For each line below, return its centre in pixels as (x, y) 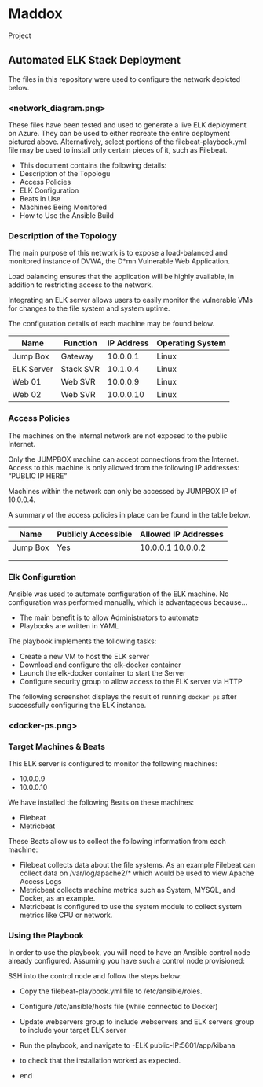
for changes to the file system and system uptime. (89, 308)
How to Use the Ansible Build (66, 216)
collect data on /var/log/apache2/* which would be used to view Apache (137, 873)
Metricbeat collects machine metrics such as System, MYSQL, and (127, 890)
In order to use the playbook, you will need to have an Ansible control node (129, 953)
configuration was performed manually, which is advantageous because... (128, 602)
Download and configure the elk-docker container (100, 665)
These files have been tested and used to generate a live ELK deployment (127, 125)
